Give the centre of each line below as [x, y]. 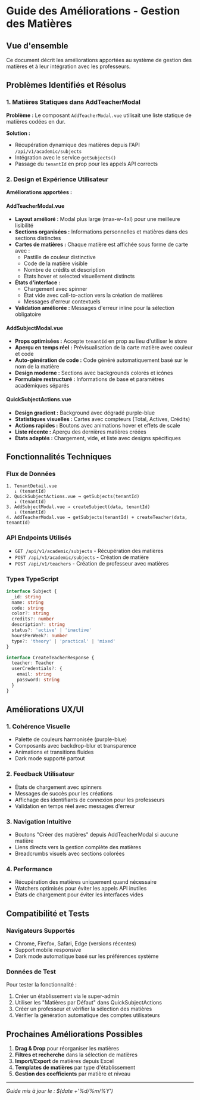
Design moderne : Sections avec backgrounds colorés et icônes [94, 373]
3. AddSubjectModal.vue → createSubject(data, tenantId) [78, 507]
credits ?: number [33, 619]
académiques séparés [42, 386]
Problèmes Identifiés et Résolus [66, 85]
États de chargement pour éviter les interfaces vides [79, 895]
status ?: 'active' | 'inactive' [52, 630]
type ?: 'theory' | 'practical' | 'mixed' [64, 641]
